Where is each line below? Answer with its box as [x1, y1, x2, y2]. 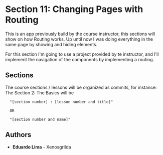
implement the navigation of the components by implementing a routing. [5, 56, 154, 62]
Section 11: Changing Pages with [5, 4, 143, 15]
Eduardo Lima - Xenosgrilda [12, 144, 71, 150]
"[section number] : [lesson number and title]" [10, 99, 113, 104]
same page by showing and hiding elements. [5, 41, 98, 47]
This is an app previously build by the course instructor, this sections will [5, 31, 155, 37]
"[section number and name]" [10, 117, 71, 122]
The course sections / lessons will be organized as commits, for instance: [5, 84, 157, 90]
